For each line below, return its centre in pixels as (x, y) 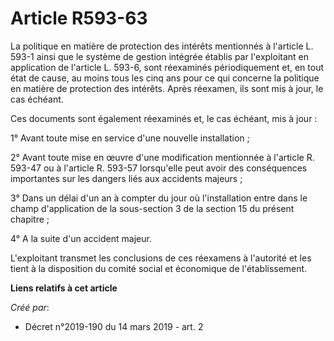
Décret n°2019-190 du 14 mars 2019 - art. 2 (114, 326)
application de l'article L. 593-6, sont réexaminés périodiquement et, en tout (167, 67)
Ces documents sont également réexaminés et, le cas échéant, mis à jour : (164, 118)
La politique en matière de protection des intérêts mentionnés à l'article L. (162, 46)
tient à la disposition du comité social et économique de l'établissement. (159, 268)
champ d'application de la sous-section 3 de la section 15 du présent (152, 208)
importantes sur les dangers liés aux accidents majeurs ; (126, 178)
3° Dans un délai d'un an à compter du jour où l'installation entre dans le (159, 198)
